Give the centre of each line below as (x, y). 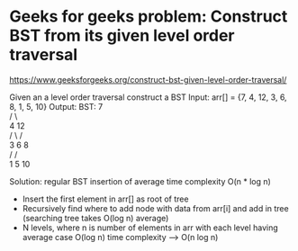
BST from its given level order (122, 36)
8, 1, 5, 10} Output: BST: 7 (56, 106)
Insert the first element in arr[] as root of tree (105, 199)
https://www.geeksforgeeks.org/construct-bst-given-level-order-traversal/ (148, 79)
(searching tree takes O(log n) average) (95, 218)
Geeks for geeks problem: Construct (149, 17)
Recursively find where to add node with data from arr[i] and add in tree (156, 208)
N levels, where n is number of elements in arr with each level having (150, 228)
